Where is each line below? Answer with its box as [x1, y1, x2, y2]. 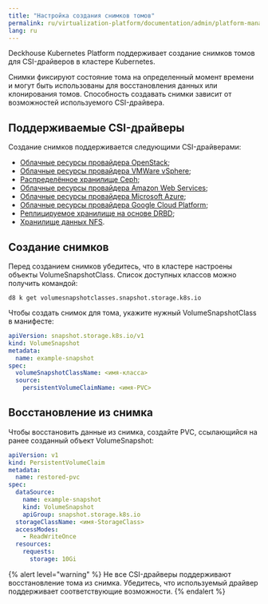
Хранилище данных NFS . [19, 217, 105, 227]
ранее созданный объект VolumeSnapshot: [8, 435, 154, 445]
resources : [15, 540, 52, 548]
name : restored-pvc [15, 473, 81, 482]
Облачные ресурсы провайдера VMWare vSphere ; [19, 166, 191, 176]
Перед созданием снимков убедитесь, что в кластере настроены [8, 261, 233, 271]
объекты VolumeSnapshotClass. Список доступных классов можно [8, 270, 237, 280]
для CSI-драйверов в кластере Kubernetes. [8, 57, 156, 66]
